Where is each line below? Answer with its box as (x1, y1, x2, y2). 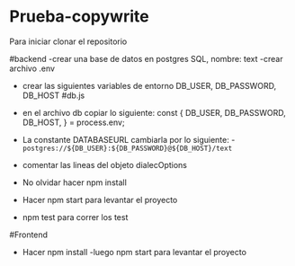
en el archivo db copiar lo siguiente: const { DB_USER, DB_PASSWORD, (22, 107, 286, 118)
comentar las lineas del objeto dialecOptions (22, 159, 187, 170)
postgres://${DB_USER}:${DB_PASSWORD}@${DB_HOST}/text (22, 144, 233, 153)
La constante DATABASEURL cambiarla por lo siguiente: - (22, 134, 236, 145)
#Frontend (9, 229, 48, 240)
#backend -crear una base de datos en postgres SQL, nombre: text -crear (9, 53, 283, 64)
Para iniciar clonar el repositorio (9, 36, 128, 47)
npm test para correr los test (22, 211, 129, 222)
